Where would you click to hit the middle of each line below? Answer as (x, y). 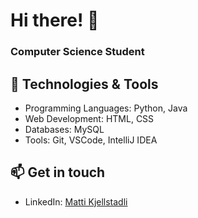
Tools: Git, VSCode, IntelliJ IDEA (91, 140)
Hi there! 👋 (55, 20)
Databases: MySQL (64, 129)
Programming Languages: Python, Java (106, 108)
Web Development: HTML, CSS (89, 118)
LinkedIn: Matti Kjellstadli (76, 201)
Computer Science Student (77, 52)
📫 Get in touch (58, 172)
